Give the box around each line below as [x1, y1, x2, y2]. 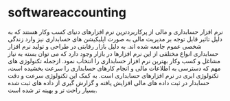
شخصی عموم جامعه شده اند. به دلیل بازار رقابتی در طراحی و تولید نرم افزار [8, 42, 202, 50]
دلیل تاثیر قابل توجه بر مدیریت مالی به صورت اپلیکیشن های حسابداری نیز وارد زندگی [8, 34, 222, 43]
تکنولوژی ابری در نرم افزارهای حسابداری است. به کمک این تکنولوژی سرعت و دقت [8, 71, 219, 80]
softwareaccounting [8, 5, 126, 21]
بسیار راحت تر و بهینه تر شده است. [8, 86, 98, 94]
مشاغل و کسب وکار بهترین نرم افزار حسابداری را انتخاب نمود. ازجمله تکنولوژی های [8, 56, 220, 65]
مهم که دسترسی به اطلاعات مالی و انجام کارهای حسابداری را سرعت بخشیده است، [8, 64, 221, 72]
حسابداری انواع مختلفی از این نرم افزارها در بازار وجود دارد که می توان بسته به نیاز [8, 49, 219, 58]
